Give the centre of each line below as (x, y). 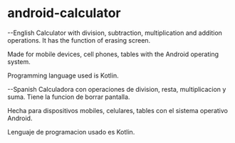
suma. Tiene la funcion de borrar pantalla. (69, 97)
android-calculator (64, 13)
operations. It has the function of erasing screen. (79, 40)
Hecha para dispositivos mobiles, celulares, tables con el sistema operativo (117, 110)
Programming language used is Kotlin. (63, 75)
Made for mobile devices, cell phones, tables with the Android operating (113, 54)
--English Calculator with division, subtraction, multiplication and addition (115, 33)
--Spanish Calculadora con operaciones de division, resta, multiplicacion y (117, 89)
